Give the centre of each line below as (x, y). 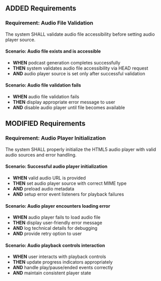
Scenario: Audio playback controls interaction (55, 245)
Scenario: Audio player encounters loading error (58, 206)
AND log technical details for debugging (55, 228)
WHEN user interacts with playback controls (59, 257)
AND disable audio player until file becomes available (69, 107)
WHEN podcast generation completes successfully (66, 62)
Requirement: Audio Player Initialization (56, 138)
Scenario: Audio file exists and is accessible (53, 51)
